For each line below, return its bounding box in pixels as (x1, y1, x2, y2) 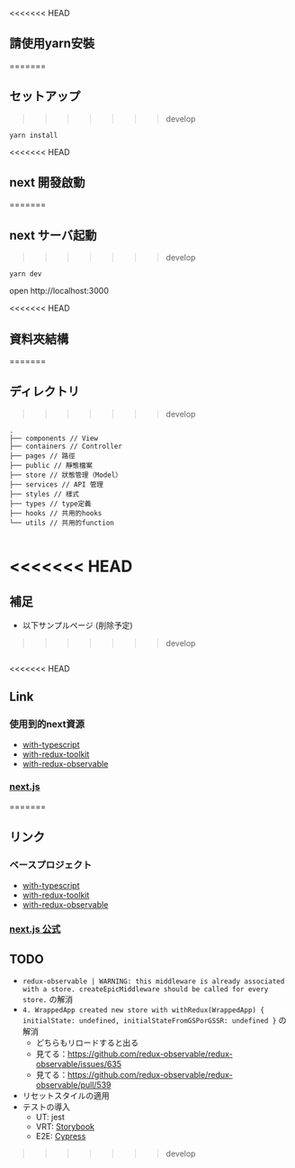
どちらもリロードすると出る (35, 1037, 139, 1048)
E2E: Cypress (35, 1131, 86, 1142)
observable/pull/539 (35, 1080, 112, 1090)
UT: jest (35, 1112, 66, 1123)
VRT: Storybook (35, 1121, 95, 1132)
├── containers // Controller (9, 442, 123, 451)
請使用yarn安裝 (9, 36, 95, 51)
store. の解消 (22, 994, 74, 1005)
